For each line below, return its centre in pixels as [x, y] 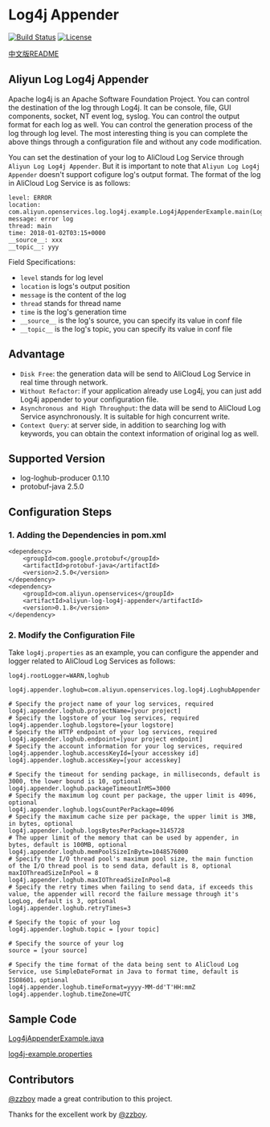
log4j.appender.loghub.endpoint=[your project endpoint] [106, 739]
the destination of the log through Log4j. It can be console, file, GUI [120, 107]
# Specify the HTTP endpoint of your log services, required [113, 733]
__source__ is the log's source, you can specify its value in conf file [131, 320]
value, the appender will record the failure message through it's [124, 894]
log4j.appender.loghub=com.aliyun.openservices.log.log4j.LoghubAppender [135, 690]
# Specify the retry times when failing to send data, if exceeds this [131, 887]
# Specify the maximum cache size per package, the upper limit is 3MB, [133, 817]
